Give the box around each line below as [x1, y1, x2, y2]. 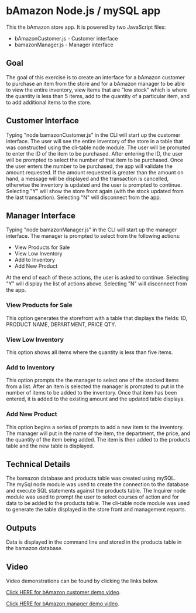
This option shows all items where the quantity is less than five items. [6, 348, 173, 356]
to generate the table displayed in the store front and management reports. [6, 506, 187, 513]
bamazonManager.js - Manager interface [14, 41, 114, 48]
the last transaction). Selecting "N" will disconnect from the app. [6, 194, 161, 201]
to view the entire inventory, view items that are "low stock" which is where [6, 86, 187, 93]
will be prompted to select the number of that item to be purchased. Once [6, 156, 183, 163]
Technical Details [6, 459, 71, 469]
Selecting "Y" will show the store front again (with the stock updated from [6, 187, 184, 194]
